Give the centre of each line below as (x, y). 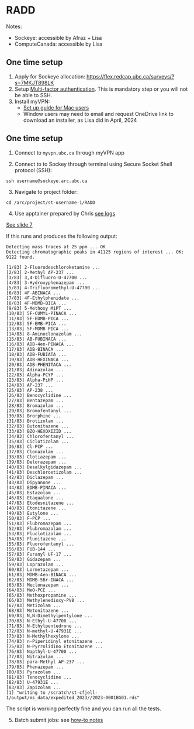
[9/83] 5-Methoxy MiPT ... (39, 308)
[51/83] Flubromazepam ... (39, 523)
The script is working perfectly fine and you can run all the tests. (84, 709)
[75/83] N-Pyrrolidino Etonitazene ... (55, 646)
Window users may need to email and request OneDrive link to (98, 114)
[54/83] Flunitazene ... (36, 539)
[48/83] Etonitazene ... (36, 508)
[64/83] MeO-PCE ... (31, 590)
